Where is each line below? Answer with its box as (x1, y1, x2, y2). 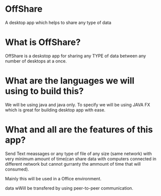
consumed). (5, 166, 29, 172)
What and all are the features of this (5, 124, 153, 135)
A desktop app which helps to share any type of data (5, 20, 111, 25)
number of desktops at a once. (5, 58, 67, 64)
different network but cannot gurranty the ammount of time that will (5, 161, 141, 167)
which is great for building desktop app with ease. (5, 107, 106, 113)
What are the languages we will (5, 75, 135, 87)
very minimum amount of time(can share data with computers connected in (5, 155, 157, 162)
